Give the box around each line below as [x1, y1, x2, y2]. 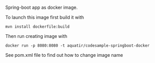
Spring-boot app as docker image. [5, 5, 78, 10]
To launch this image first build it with [5, 14, 84, 20]
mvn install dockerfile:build [5, 24, 70, 29]
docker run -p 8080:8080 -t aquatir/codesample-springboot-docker [5, 43, 150, 48]
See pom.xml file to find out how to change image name [5, 52, 123, 58]
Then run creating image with [5, 33, 68, 39]
